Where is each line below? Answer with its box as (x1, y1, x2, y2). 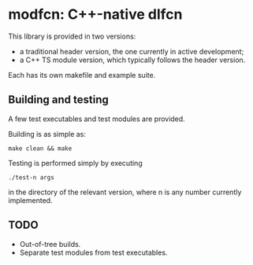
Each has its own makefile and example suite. (8, 70, 156, 79)
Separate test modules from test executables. (19, 248, 168, 257)
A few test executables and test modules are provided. (8, 114, 185, 123)
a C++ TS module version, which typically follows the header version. (19, 55, 246, 64)
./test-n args (8, 173, 55, 182)
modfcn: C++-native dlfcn (8, 6, 183, 24)
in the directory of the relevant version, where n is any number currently (8, 187, 242, 197)
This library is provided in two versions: (8, 31, 136, 41)
